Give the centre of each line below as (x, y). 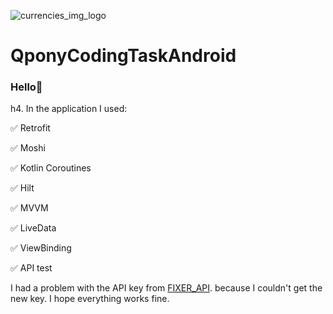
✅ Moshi (28, 148)
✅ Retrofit (30, 128)
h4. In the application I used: (69, 109)
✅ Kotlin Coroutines (51, 168)
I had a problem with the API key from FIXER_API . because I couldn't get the (166, 288)
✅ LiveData (33, 228)
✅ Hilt (22, 188)
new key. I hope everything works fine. (90, 299)
